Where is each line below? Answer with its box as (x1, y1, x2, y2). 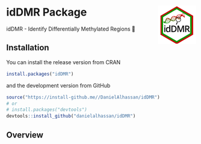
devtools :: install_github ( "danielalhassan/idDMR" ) (6, 113, 136, 119)
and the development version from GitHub (6, 82, 111, 89)
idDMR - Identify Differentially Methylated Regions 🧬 (6, 25, 135, 32)
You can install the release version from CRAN (6, 58, 121, 65)
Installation (6, 43, 49, 53)
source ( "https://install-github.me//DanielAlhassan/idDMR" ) (6, 94, 161, 100)
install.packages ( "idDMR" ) (6, 71, 74, 77)
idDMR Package (6, 5, 87, 19)
